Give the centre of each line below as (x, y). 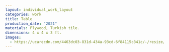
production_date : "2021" (31, 24)
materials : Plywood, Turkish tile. (43, 28)
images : (13, 38)
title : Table (19, 19)
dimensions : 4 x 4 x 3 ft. (33, 33)
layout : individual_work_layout (39, 10)
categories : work (23, 14)
